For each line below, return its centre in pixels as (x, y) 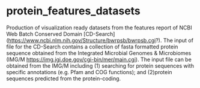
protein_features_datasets (74, 11)
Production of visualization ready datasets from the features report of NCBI (99, 28)
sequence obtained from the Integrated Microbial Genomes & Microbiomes (99, 53)
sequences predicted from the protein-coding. (64, 78)
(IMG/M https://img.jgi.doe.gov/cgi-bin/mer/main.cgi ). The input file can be (99, 59)
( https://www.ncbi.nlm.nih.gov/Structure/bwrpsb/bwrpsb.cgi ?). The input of (100, 40)
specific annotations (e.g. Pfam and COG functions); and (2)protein (89, 72)
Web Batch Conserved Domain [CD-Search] (61, 34)
